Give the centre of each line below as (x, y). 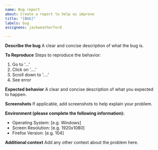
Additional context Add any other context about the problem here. (72, 142)
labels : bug (17, 23)
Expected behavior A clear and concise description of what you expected (79, 89)
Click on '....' (24, 70)
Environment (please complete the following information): (65, 113)
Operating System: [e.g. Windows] (47, 123)
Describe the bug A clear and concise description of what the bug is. (74, 46)
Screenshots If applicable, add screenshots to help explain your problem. (79, 104)
